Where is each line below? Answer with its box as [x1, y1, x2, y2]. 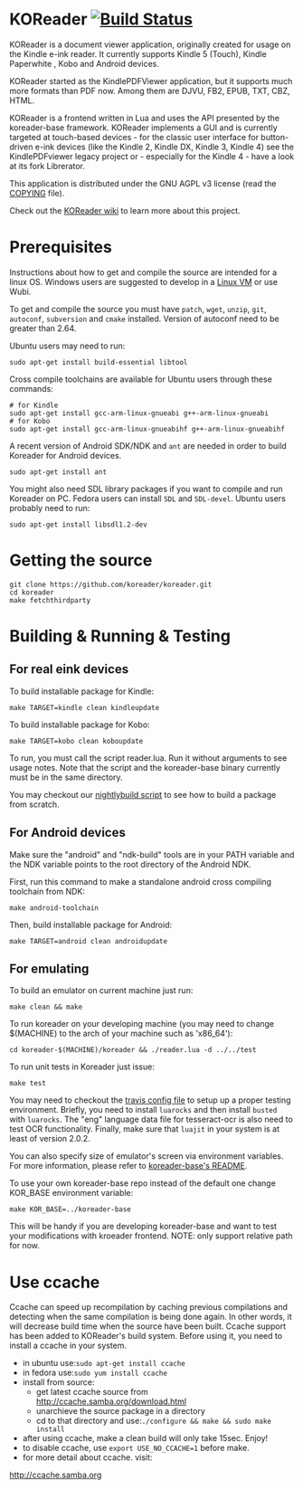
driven [9, 141, 33, 152]
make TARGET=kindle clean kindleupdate [9, 703, 160, 712]
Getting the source [9, 550, 153, 571]
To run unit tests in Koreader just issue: [9, 1061, 156, 1072]
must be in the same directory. [9, 772, 124, 782]
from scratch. [9, 799, 61, 810]
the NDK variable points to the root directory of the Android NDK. [9, 858, 251, 869]
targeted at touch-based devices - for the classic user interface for [9, 131, 260, 142]
